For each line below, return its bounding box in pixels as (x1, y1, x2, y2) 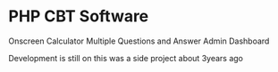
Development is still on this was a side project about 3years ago (8, 52, 243, 63)
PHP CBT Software (8, 6, 149, 27)
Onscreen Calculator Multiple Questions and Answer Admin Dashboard (8, 36, 270, 46)
